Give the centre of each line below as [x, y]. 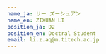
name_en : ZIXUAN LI [36, 20]
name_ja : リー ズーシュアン [44, 14]
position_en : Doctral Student [52, 33]
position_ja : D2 [31, 27]
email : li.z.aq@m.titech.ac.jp [53, 40]
